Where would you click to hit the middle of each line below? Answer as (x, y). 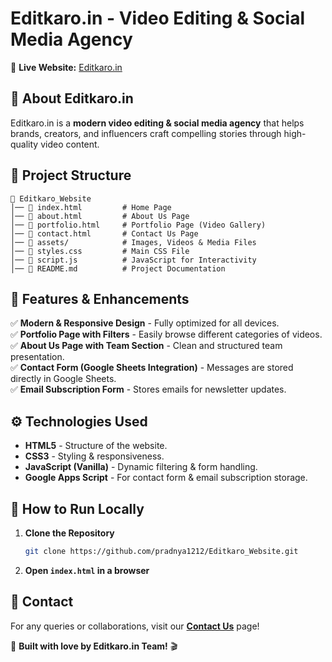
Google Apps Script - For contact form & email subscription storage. (166, 478)
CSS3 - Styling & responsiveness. (94, 456)
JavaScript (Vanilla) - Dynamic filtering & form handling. (141, 467)
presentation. (37, 357)
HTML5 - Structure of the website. (96, 446)
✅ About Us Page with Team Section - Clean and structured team (146, 346)
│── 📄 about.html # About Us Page (100, 216)
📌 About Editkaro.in (72, 98)
